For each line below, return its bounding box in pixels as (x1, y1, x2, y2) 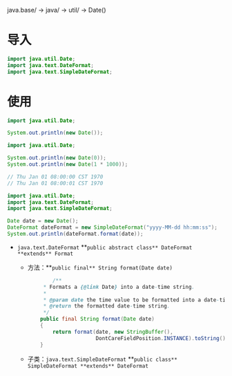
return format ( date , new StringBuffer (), (52, 328, 174, 335)
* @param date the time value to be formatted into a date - (43, 297, 220, 303)
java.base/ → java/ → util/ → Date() (7, 6, 106, 14)
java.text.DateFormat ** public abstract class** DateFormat (17, 243, 193, 251)
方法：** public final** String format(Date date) (27, 263, 173, 272)
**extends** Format (17, 250, 74, 257)
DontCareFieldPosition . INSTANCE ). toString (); (95, 335, 229, 341)
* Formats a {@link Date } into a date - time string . (43, 283, 195, 290)
